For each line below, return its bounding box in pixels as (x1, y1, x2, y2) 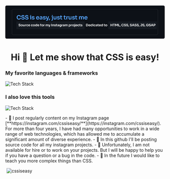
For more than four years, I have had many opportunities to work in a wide (5, 126, 159, 132)
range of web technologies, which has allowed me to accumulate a (5, 131, 145, 137)
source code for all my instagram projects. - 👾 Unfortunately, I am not (5, 142, 150, 148)
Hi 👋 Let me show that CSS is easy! (11, 51, 159, 63)
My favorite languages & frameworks (5, 70, 99, 76)
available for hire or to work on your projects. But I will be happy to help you (5, 147, 163, 153)
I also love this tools (5, 94, 55, 101)
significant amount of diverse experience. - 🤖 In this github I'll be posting (5, 136, 157, 142)
